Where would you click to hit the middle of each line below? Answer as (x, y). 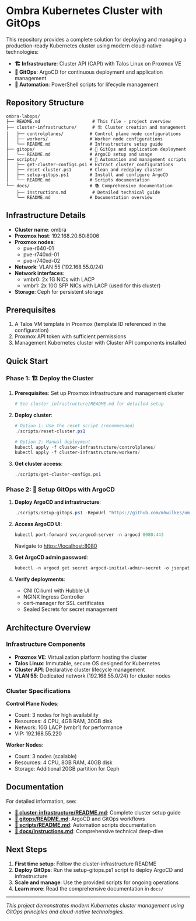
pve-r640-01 (38, 248)
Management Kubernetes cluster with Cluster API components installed (100, 343)
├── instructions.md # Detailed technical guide (88, 192)
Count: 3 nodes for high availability (57, 715)
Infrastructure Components (46, 644)
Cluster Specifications (38, 690)
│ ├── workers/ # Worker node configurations (85, 139)
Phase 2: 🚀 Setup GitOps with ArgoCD (60, 490)
